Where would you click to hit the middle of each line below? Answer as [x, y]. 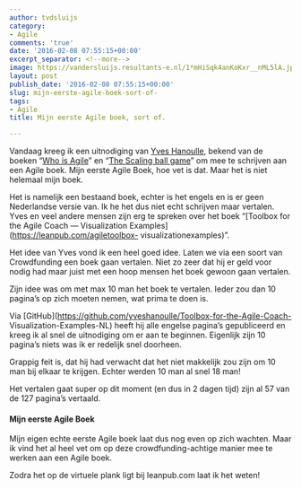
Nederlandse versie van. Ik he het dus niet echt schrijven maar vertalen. [142, 206]
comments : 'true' [42, 43]
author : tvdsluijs [43, 17]
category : [28, 26]
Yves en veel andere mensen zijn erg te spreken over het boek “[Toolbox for [150, 216]
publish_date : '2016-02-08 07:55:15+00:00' [92, 84]
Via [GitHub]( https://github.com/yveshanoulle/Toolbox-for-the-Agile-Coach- [150, 316]
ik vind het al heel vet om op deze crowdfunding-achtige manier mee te [141, 449]
